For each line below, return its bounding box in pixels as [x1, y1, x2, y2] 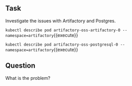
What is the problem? [5, 75, 50, 81]
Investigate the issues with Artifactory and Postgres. [5, 17, 116, 24]
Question [5, 61, 35, 70]
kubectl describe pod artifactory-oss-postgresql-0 [5, 42, 118, 47]
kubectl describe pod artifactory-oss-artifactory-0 [5, 28, 121, 33]
